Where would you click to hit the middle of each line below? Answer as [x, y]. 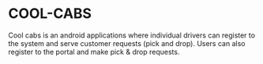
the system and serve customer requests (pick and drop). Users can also [127, 43]
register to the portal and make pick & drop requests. [94, 52]
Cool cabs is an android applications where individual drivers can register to [131, 35]
